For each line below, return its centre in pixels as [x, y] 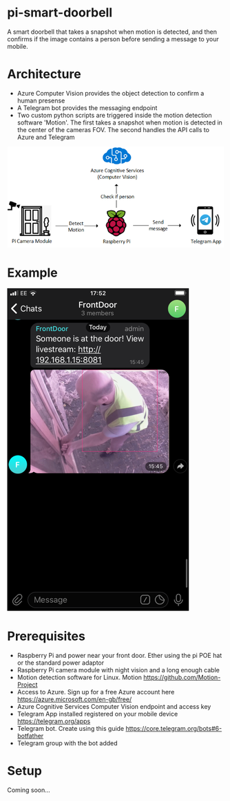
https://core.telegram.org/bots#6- [174, 729]
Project [27, 685]
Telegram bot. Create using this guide [71, 729]
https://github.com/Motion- [182, 677]
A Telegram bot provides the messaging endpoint [87, 107]
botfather [30, 736]
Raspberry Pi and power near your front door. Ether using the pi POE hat [119, 656]
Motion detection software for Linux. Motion [80, 677]
